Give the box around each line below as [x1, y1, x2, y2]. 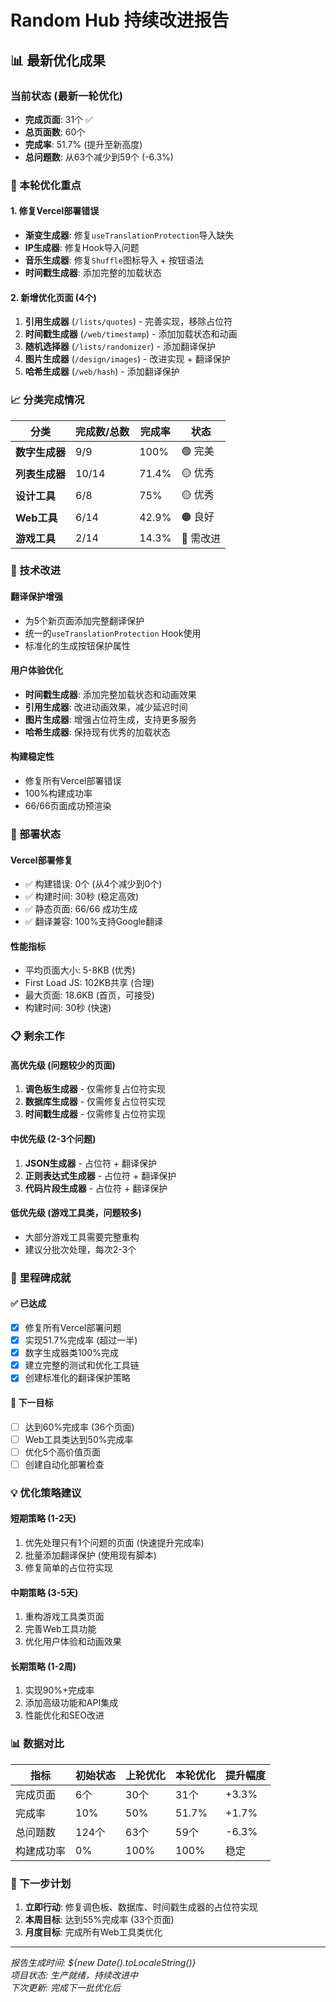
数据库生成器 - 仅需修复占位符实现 [24, 1096, 167, 1108]
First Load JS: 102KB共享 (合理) [24, 977, 155, 989]
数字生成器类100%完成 [24, 1347, 119, 1359]
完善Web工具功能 [24, 1623, 97, 1635]
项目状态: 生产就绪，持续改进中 [10, 1969, 138, 1981]
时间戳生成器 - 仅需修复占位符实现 [24, 1108, 167, 1120]
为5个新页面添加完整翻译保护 [24, 614, 145, 626]
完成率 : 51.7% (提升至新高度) [24, 138, 143, 150]
